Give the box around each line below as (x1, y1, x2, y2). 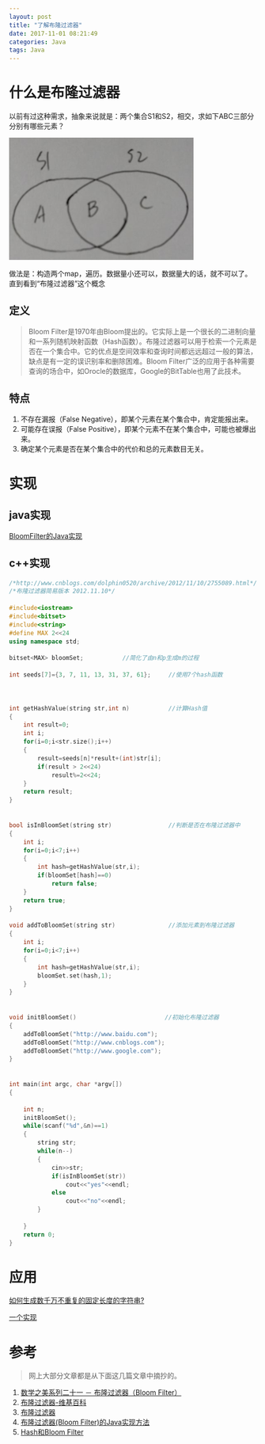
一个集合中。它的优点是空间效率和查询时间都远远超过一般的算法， (42, 346, 258, 356)
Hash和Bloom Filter (20, 1427, 84, 1437)
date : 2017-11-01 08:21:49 (9, 29, 98, 37)
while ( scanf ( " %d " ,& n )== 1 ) (23, 1122, 109, 1130)
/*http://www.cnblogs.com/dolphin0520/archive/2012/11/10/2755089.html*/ (9, 579, 258, 587)
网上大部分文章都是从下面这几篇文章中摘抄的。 (28, 1371, 181, 1381)
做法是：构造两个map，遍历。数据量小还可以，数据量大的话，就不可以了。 (9, 269, 252, 279)
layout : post (9, 13, 52, 21)
